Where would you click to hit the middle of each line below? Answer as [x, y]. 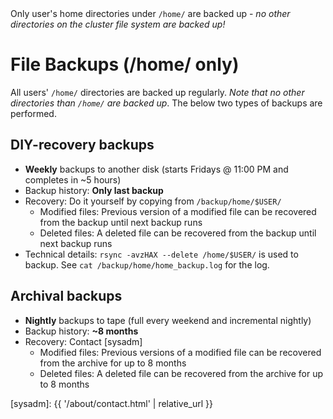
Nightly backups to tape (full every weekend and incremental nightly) [168, 320]
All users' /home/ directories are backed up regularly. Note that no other [157, 92]
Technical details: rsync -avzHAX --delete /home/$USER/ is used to [161, 254]
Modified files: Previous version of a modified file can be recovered [178, 211]
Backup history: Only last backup [94, 190]
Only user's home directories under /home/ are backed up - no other [150, 13]
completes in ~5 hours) [73, 179]
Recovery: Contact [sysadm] [83, 341]
